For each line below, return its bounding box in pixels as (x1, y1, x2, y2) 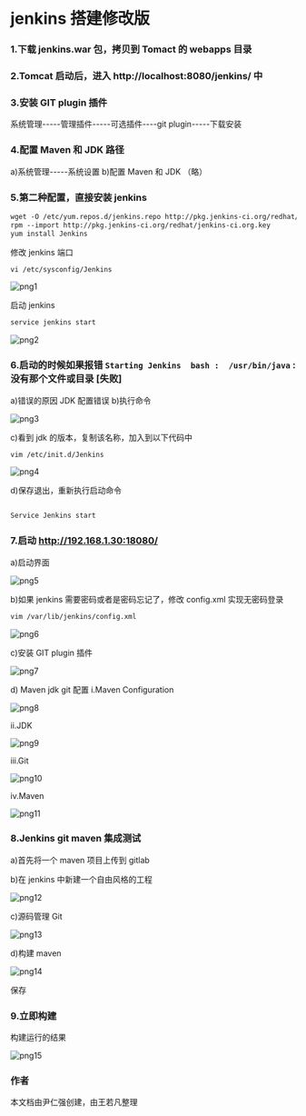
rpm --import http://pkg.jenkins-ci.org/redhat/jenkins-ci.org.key (10, 220, 271, 230)
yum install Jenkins (10, 229, 89, 238)
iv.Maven (10, 790, 44, 801)
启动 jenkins (10, 300, 55, 311)
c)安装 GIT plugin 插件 (10, 647, 94, 658)
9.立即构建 (10, 1010, 57, 1022)
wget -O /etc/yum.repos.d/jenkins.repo (10, 212, 162, 221)
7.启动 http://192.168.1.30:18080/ (10, 534, 158, 547)
